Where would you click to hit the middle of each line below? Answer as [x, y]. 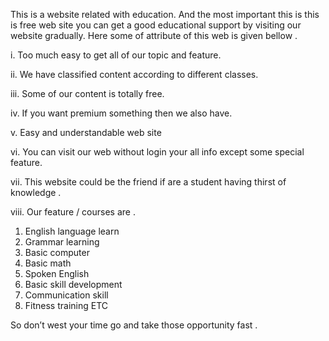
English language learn [72, 231]
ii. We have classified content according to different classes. [134, 74]
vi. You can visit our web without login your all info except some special [157, 152]
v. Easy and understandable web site [86, 132]
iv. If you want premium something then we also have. [121, 113]
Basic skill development [73, 284]
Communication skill [66, 295]
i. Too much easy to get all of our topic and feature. [116, 55]
